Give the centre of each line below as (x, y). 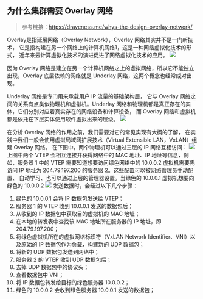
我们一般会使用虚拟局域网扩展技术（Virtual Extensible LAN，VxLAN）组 (107, 140)
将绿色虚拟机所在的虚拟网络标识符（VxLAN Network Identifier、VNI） (103, 236)
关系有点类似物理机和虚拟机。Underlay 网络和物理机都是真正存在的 (101, 104)
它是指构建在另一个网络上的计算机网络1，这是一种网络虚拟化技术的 (102, 47)
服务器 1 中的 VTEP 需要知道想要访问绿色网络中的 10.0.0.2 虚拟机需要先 (106, 162)
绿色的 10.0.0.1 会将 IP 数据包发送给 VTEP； (70, 198)
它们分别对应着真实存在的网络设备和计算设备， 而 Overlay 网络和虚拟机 (107, 111)
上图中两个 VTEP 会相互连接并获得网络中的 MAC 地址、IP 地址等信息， (95, 155)
